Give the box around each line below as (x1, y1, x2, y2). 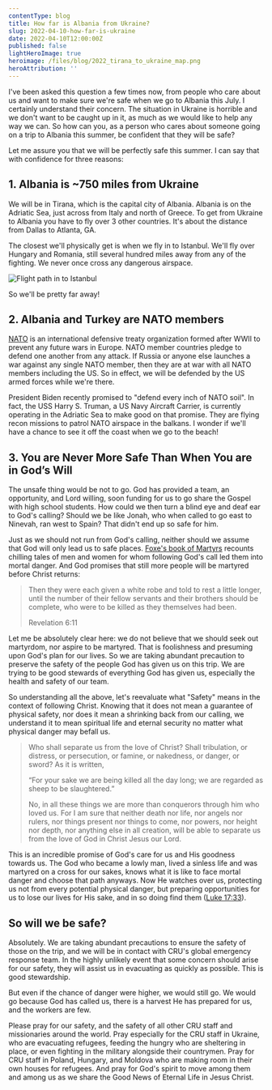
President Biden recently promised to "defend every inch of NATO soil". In (8, 393, 255, 402)
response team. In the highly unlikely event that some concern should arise (8, 955, 259, 964)
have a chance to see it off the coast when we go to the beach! (8, 427, 219, 437)
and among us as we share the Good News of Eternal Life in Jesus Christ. (8, 1072, 254, 1082)
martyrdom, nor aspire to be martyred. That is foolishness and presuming (8, 642, 253, 652)
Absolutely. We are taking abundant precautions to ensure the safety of (8, 938, 247, 947)
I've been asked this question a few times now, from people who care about (8, 87, 261, 96)
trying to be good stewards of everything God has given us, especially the (8, 668, 255, 678)
